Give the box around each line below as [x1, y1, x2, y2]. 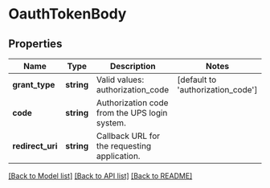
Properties [8, 37, 63, 51]
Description [109, 61, 156, 72]
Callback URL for [96, 130, 161, 141]
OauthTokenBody [8, 5, 127, 23]
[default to [177, 74, 217, 85]
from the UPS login [96, 108, 168, 118]
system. [96, 117, 126, 129]
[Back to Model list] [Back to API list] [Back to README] [8, 171, 193, 181]
